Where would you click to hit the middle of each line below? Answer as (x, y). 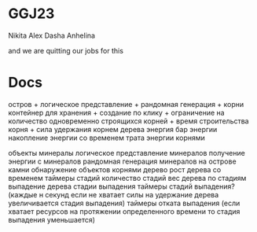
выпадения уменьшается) (52, 219)
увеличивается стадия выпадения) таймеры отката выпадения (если (124, 203)
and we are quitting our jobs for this (66, 50)
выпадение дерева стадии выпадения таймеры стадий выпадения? (122, 186)
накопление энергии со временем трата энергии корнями (107, 138)
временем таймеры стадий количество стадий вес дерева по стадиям (127, 178)
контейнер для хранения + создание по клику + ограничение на (117, 112)
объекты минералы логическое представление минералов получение (127, 153)
